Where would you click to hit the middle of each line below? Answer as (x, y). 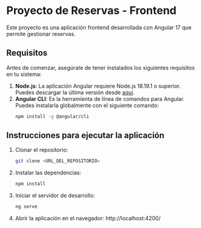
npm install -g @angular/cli (52, 116)
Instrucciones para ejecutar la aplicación (85, 135)
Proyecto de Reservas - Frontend (91, 11)
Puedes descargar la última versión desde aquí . (75, 92)
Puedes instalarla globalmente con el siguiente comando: (87, 105)
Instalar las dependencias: (48, 173)
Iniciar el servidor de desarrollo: (55, 196)
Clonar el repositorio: (41, 150)
